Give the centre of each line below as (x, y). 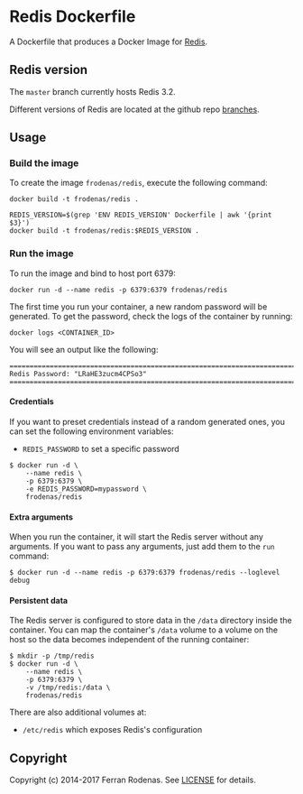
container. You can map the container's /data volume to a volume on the (143, 630)
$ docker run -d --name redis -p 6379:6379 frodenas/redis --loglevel (145, 573)
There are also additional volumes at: (78, 712)
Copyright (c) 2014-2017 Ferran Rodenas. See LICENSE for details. (133, 780)
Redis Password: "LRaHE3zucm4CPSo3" (78, 374)
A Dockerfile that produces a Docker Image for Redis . (109, 42)
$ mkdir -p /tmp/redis (52, 656)
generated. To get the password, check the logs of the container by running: (151, 316)
